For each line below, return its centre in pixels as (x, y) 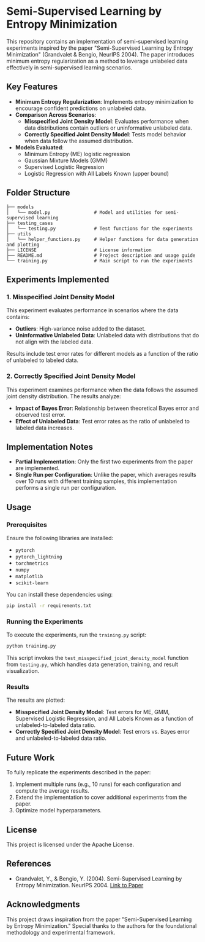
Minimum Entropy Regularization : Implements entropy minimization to (104, 101)
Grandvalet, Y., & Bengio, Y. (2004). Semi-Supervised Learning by (99, 878)
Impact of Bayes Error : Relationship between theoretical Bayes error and (107, 408)
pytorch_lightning (39, 557)
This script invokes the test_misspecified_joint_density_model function (97, 658)
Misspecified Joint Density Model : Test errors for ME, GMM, (92, 712)
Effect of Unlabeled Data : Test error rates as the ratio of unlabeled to (102, 421)
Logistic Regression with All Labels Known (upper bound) (97, 173)
